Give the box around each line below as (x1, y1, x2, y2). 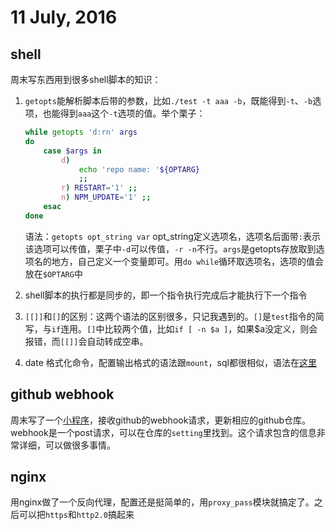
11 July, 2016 (10, 6, 118, 29)
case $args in (43, 146, 102, 156)
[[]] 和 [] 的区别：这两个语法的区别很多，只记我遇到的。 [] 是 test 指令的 (24, 310, 316, 322)
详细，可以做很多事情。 (18, 439, 116, 451)
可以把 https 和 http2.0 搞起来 (18, 509, 135, 521)
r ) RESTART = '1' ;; (61, 183, 138, 193)
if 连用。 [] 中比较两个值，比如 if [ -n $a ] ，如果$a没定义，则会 (51, 322, 318, 335)
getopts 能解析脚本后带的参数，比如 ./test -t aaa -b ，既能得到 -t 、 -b (24, 95, 313, 106)
